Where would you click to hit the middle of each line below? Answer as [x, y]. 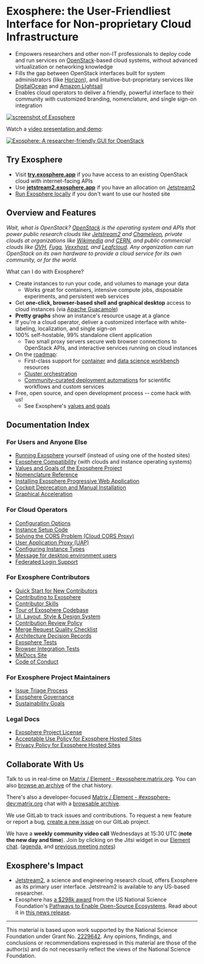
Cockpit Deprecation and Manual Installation [70, 487]
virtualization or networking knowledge [64, 66]
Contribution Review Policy [49, 623]
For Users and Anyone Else [47, 442]
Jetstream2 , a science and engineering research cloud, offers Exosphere [106, 880]
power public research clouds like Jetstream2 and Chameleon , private [94, 234]
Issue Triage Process [41, 691]
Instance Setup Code [41, 529]
